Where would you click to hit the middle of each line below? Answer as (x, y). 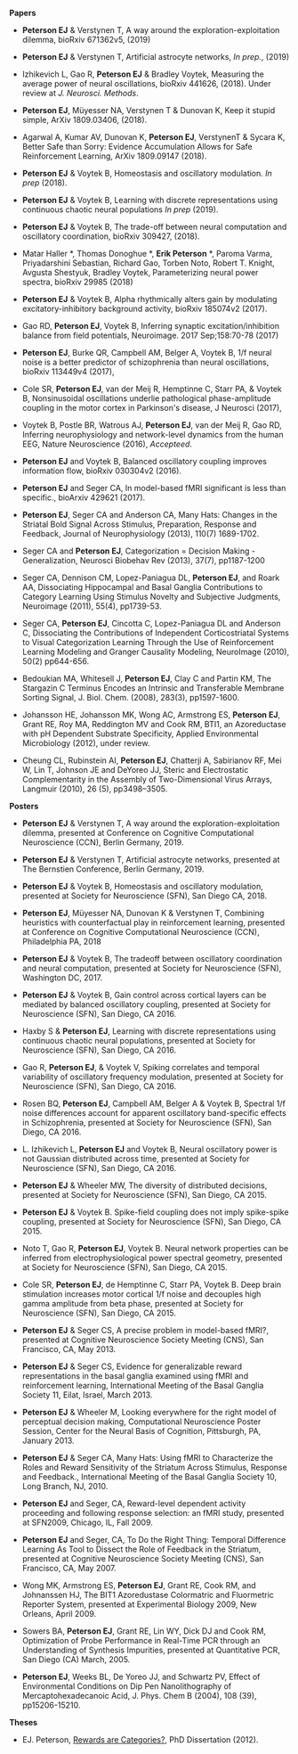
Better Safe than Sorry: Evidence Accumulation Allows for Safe (137, 147)
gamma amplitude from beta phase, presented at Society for (133, 1303)
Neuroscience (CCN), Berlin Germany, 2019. (103, 842)
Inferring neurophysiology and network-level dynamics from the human (153, 434)
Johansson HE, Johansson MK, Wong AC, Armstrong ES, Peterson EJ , (151, 715)
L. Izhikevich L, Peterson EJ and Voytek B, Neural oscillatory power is (149, 1149)
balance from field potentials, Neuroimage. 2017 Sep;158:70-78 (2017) (150, 335)
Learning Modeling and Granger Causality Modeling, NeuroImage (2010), (156, 652)
